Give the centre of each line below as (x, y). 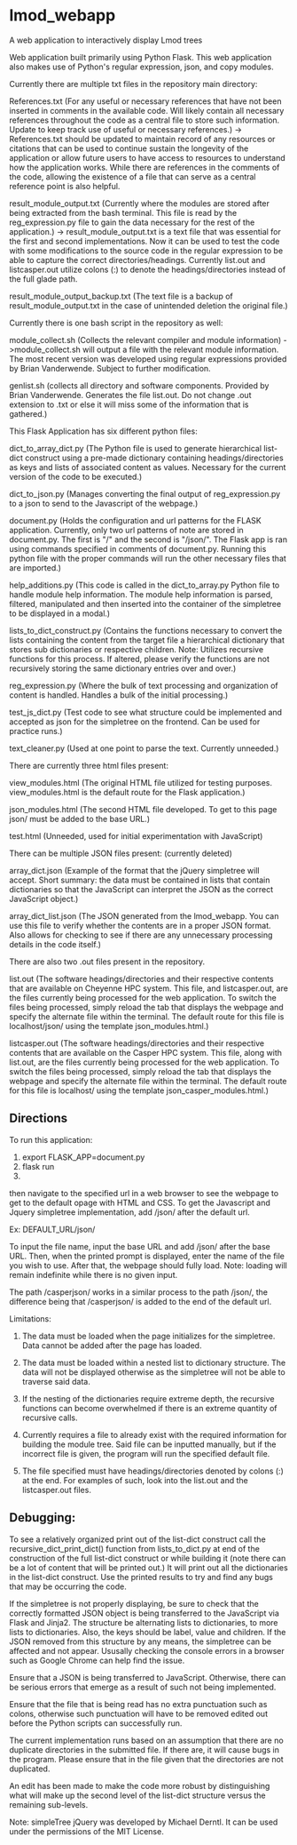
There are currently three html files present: (89, 765)
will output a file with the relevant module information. (181, 349)
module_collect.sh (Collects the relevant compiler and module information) (145, 339)
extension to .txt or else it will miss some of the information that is (129, 404)
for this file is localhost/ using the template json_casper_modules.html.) (139, 1090)
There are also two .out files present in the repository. (107, 962)
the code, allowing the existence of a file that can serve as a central (133, 176)
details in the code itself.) (55, 944)
